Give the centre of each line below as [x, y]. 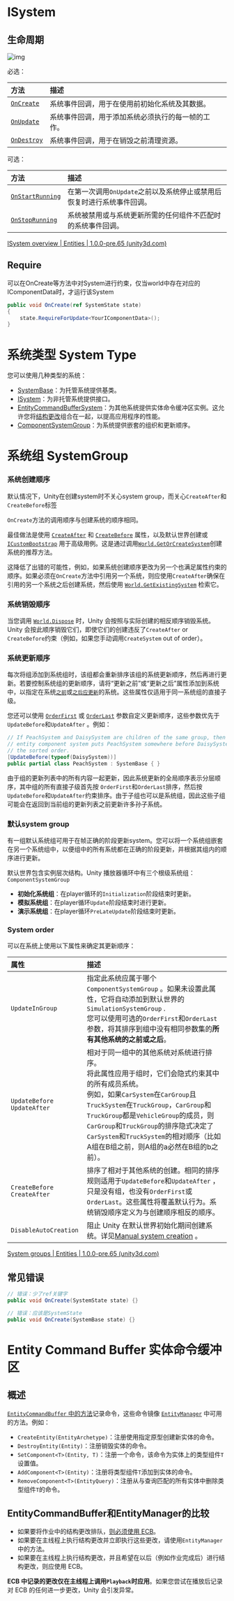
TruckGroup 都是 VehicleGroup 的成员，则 [150, 1115]
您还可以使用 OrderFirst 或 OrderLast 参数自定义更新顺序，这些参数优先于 [114, 716]
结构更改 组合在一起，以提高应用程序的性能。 [100, 416]
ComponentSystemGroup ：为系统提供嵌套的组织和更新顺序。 [106, 425]
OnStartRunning [36, 196]
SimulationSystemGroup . [126, 1008]
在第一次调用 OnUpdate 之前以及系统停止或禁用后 [145, 191]
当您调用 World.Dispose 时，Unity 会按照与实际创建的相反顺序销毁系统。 [111, 621]
